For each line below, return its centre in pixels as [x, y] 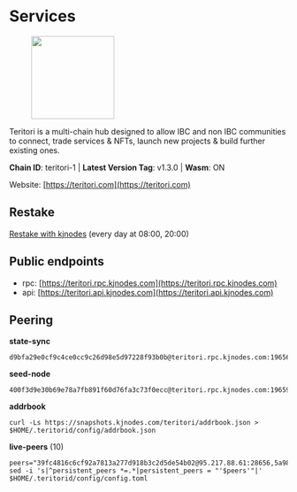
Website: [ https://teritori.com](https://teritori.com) [100, 184]
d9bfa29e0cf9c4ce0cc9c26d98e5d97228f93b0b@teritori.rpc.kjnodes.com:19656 [150, 357]
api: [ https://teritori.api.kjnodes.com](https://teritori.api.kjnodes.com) [148, 292]
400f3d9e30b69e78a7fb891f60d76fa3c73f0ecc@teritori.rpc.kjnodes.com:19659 [150, 390]
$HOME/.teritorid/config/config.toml [79, 479]
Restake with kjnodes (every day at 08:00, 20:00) [99, 234]
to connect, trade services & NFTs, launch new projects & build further [137, 141]
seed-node [30, 374]
